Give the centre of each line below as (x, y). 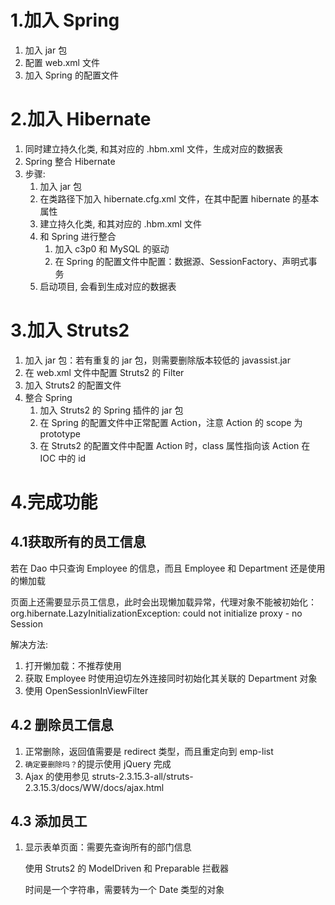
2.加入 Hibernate (81, 119)
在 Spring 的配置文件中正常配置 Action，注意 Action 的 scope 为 (171, 422)
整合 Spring (48, 397)
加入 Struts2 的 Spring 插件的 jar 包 (111, 410)
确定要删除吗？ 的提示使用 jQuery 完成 (98, 763)
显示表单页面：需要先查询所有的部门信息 (108, 847)
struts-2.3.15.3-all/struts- (142, 776)
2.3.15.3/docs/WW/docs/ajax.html (94, 787)
